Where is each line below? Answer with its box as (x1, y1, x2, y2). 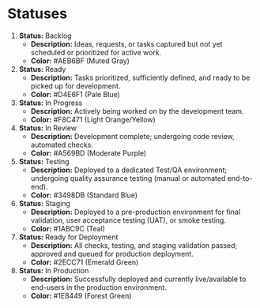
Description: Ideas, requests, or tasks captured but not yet (30, 39, 223, 48)
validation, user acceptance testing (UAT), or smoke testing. (30, 215, 227, 225)
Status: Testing (18, 156, 70, 166)
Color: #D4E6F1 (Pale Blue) (30, 89, 120, 99)
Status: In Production (18, 265, 89, 275)
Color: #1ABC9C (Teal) (30, 223, 106, 233)
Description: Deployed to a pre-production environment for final (30, 207, 241, 216)
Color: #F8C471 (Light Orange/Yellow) (30, 115, 156, 124)
